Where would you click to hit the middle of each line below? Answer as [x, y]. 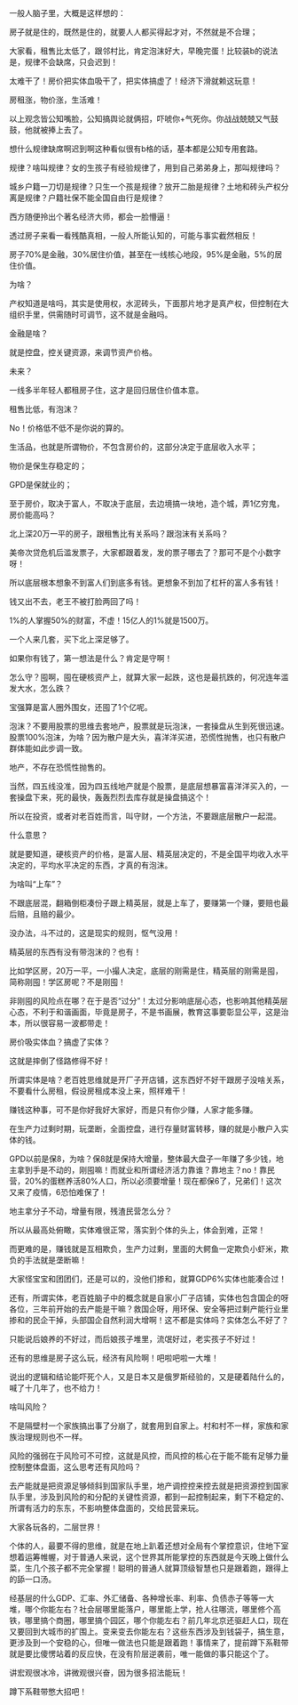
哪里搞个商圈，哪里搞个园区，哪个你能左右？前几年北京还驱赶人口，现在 [157, 1620]
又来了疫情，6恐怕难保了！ [59, 1192]
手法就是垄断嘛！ [55, 1260]
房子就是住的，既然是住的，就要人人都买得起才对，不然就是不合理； [133, 32]
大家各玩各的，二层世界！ [56, 1527]
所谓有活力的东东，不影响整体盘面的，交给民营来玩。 [106, 1508]
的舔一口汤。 [32, 1579]
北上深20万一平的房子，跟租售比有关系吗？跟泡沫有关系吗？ [119, 533]
